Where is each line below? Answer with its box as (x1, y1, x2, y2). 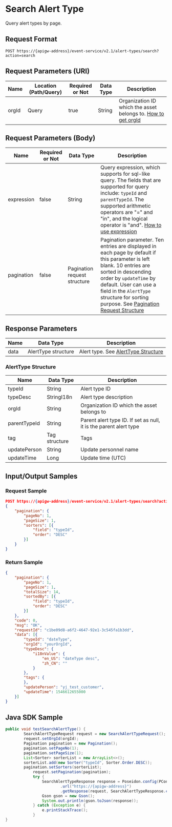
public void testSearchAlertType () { (5, 727, 86, 732)
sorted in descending (100, 268, 152, 276)
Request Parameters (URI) (5, 67, 90, 76)
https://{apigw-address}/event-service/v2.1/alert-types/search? (16, 48, 159, 54)
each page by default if (100, 249, 156, 256)
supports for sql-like (100, 170, 150, 177)
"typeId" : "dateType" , (24, 637, 72, 642)
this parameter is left (100, 256, 150, 263)
